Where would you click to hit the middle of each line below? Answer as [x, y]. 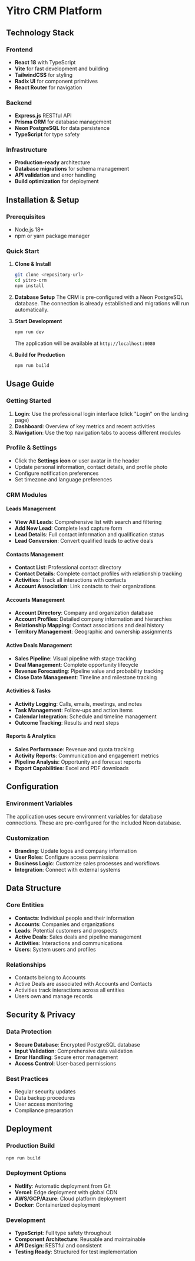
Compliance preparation [44, 1110]
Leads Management [31, 509]
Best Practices [27, 1078]
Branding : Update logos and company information [76, 851]
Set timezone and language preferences [63, 479]
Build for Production [40, 354]
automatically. [32, 310]
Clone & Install [33, 264]
